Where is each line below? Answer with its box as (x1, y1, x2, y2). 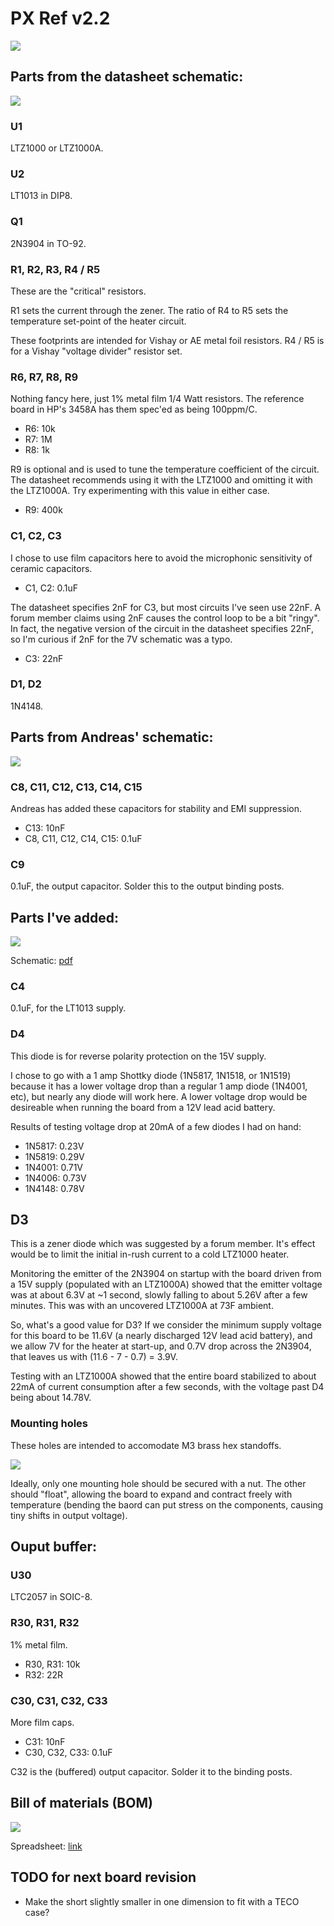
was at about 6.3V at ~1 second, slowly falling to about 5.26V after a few (10, 1289, 308, 1301)
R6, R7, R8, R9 (10, 370, 79, 384)
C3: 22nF (24, 652, 64, 664)
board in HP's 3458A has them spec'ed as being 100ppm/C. (10, 403, 258, 416)
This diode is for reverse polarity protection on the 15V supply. (10, 1050, 267, 1062)
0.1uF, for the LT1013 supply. (10, 1002, 127, 1014)
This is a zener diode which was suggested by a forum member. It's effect (10, 1238, 316, 1250)
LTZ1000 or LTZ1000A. (10, 142, 104, 154)
